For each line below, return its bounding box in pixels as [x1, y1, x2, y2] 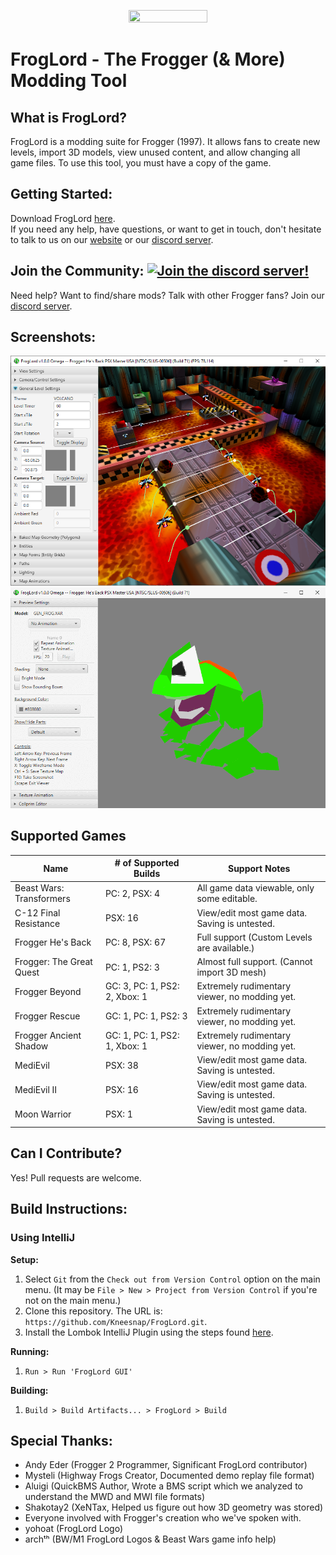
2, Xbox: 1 [104, 991, 148, 1003]
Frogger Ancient [14, 1029, 82, 1041]
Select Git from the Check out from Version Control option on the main [24, 1273, 321, 1285]
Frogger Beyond [14, 985, 82, 997]
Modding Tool [10, 70, 128, 92]
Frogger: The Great [14, 956, 93, 968]
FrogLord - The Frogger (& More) [10, 48, 286, 71]
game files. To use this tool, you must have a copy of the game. [10, 157, 272, 169]
